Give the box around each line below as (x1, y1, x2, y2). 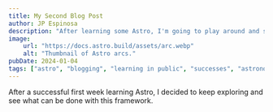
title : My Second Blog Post (8, 11, 104, 20)
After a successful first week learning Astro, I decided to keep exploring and (8, 87, 263, 97)
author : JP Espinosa (8, 19, 79, 28)
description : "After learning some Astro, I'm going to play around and (8, 27, 260, 35)
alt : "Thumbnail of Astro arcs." (23, 50, 136, 58)
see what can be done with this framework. (8, 95, 154, 106)
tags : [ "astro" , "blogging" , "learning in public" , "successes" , (8, 65, 235, 73)
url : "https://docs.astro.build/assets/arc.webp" (23, 42, 195, 50)
